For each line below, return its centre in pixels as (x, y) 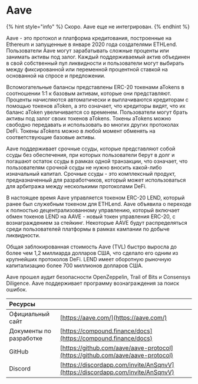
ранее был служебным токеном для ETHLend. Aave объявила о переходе (99, 204)
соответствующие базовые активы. (51, 137)
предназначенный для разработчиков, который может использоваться (96, 180)
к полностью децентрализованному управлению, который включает (93, 210)
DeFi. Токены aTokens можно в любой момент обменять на (81, 131)
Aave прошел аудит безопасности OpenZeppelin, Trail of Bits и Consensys (98, 277)
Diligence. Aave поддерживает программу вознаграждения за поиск (93, 283)
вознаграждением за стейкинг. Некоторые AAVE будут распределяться (97, 222)
